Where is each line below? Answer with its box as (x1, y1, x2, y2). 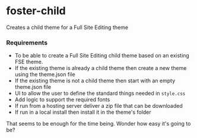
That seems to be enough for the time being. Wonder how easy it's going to (6, 120, 191, 127)
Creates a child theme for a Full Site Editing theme (6, 24, 129, 31)
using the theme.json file (14, 71, 75, 78)
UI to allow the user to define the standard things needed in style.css (14, 90, 186, 97)
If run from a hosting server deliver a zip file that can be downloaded (14, 102, 183, 110)
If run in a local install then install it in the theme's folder (14, 108, 151, 116)
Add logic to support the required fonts (14, 96, 110, 103)
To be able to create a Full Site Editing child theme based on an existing (14, 52, 190, 59)
